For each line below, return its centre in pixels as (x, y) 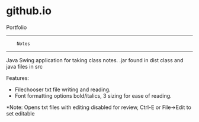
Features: (18, 78)
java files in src (25, 66)
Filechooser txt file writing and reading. (62, 89)
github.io (29, 11)
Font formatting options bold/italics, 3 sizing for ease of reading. (93, 95)
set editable (20, 113)
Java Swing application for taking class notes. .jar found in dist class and (95, 60)
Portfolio (17, 27)
